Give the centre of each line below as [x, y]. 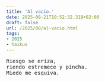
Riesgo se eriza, [31, 61]
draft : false [22, 22]
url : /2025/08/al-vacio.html [42, 28]
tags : [13, 34]
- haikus [17, 45]
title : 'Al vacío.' [30, 12]
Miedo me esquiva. [33, 73]
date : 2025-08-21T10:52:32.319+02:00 [53, 17]
